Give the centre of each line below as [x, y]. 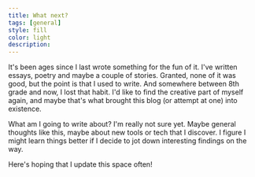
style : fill [28, 30]
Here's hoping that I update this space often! [80, 164]
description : [30, 45]
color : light [30, 37]
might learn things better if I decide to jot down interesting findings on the [128, 141]
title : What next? [38, 15]
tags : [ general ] [35, 23]
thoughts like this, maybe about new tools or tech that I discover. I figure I [127, 133]
